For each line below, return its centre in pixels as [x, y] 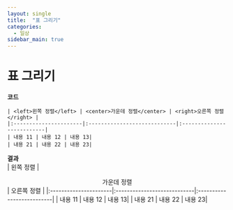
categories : [24, 27]
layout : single [29, 14]
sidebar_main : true [36, 40]
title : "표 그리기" [34, 20]
